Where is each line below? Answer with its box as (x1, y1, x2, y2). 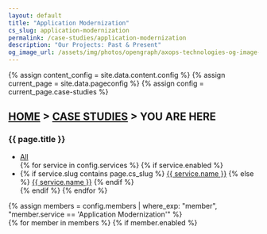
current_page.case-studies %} (8, 87, 109, 96)
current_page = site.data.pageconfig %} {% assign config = (8, 79, 204, 88)
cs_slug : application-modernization (8, 26, 130, 34)
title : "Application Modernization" (8, 19, 130, 27)
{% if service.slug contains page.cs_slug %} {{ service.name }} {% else (19, 168, 254, 178)
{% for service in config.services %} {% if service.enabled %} (19, 160, 224, 170)
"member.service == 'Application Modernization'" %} (8, 209, 183, 219)
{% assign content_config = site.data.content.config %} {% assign (8, 71, 226, 79)
